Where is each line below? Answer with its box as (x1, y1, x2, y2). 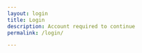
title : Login (7, 17, 45, 23)
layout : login (7, 10, 49, 17)
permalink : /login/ (7, 29, 64, 36)
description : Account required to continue (7, 23, 136, 30)
